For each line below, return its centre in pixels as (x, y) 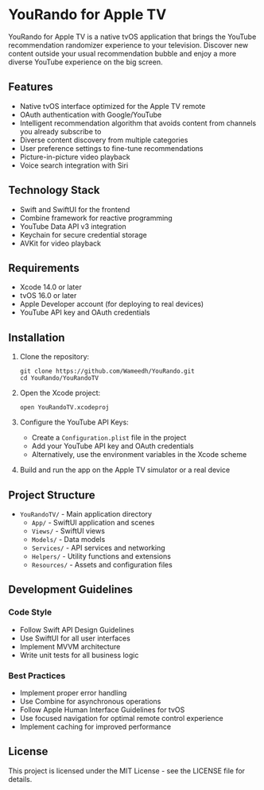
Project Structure (52, 495)
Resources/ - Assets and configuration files (102, 565)
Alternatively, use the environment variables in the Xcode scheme (139, 455)
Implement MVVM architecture (70, 646)
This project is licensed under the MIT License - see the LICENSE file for (126, 771)
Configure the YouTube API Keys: (74, 422)
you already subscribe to (60, 131)
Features (31, 87)
